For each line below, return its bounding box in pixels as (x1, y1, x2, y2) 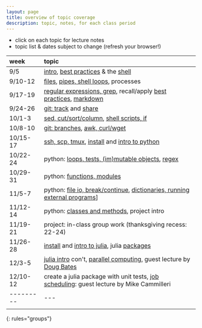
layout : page (6, 8, 39, 15)
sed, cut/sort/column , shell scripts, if (44, 114, 147, 122)
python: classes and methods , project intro (44, 207, 165, 215)
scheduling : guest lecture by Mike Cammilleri (44, 280, 171, 288)
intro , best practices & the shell (44, 68, 131, 76)
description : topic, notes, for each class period (6, 20, 136, 26)
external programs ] (44, 194, 99, 202)
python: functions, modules (44, 172, 121, 181)
